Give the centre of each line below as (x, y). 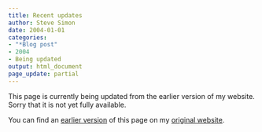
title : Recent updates (45, 15)
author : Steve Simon (42, 23)
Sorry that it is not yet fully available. (67, 104)
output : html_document (45, 67)
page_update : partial (44, 74)
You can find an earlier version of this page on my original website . (116, 119)
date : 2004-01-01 (37, 30)
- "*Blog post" (33, 45)
